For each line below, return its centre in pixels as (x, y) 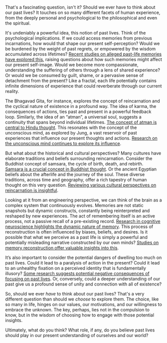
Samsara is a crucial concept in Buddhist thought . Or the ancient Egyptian (81, 169)
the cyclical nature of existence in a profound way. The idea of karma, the (81, 106)
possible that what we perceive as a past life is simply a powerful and (77, 237)
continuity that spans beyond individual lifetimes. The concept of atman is (81, 122)
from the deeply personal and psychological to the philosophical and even (81, 18)
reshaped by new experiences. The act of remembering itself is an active (80, 216)
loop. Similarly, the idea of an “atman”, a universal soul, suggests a (74, 117)
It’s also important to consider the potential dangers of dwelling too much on (83, 257)
